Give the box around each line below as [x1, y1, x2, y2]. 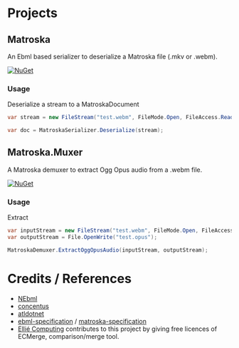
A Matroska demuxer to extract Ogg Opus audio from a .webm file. [7, 165, 203, 174]
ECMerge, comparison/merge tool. [17, 332, 119, 340]
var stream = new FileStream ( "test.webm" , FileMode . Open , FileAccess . [7, 114, 221, 121]
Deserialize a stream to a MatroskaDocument [7, 100, 140, 108]
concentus [17, 302, 50, 310]
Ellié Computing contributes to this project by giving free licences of [17, 324, 218, 333]
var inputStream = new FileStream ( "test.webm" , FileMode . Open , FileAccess [7, 227, 234, 235]
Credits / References [7, 270, 132, 287]
